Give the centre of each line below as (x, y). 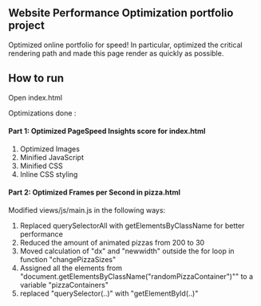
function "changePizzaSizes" (68, 260)
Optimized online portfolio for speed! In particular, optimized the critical (125, 45)
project (27, 26)
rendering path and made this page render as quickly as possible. (116, 53)
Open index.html (35, 97)
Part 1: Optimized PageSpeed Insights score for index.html (107, 131)
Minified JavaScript (51, 157)
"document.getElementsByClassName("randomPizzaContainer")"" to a (136, 277)
